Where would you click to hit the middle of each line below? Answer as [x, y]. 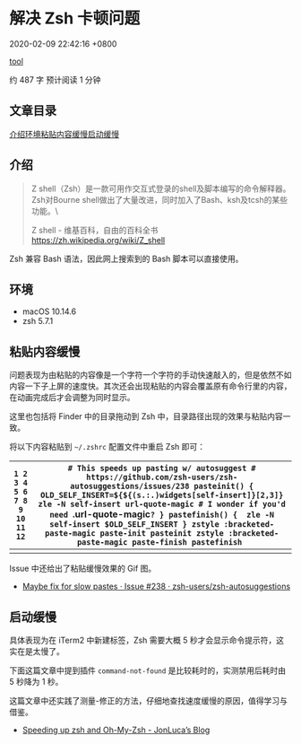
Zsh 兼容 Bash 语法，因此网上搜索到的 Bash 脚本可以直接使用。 [126, 258]
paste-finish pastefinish [187, 543]
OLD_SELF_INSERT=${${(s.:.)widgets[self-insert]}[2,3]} [162, 495]
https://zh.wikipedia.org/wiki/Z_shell [98, 240]
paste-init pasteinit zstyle [162, 534]
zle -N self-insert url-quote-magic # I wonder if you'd [162, 504]
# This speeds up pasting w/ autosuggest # [162, 468]
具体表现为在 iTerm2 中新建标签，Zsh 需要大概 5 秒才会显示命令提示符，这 [147, 640]
